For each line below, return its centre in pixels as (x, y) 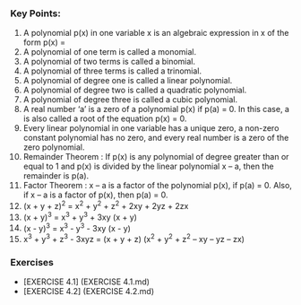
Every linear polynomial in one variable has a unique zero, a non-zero (151, 128)
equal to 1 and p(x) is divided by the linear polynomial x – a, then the (148, 166)
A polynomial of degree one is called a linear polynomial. (128, 81)
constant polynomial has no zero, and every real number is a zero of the (156, 138)
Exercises (32, 262)
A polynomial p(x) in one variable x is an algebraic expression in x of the (156, 33)
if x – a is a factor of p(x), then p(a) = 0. (95, 195)
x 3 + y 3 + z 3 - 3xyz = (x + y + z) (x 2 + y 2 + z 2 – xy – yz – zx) (134, 238)
